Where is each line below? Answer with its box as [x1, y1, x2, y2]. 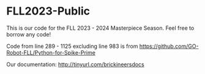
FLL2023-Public [6, 4, 91, 18]
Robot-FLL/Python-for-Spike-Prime [6, 49, 96, 56]
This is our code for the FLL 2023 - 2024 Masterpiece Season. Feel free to [6, 24, 195, 32]
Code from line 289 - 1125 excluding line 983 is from [6, 42, 138, 50]
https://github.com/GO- [139, 42, 199, 50]
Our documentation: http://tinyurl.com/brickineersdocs [6, 61, 145, 68]
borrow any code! [6, 30, 51, 38]
